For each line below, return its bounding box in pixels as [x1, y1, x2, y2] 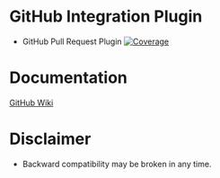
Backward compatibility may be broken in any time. [22, 158, 212, 169]
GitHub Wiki [9, 97, 54, 108]
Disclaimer [9, 129, 92, 149]
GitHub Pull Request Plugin [22, 36, 123, 47]
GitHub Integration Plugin [9, 6, 203, 27]
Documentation [9, 67, 128, 88]
